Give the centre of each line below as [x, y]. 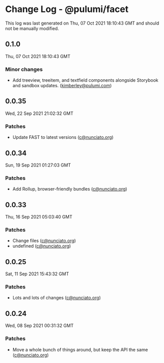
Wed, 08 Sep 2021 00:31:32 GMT [39, 326]
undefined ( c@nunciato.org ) [42, 246]
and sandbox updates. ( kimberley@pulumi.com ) [62, 86]
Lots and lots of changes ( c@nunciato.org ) [57, 298]
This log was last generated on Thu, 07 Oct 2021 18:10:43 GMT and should [82, 23]
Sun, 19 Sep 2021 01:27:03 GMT [38, 165]
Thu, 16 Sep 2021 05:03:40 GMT [39, 217]
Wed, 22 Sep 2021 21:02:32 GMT [39, 113]
